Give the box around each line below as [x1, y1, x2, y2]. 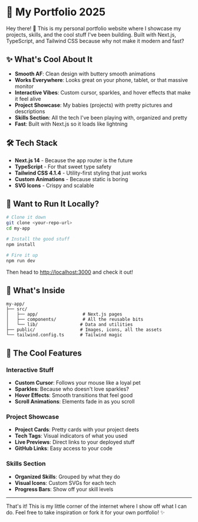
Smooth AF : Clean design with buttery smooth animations [14, 70, 156, 77]
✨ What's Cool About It [6, 54, 93, 64]
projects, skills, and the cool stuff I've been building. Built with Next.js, [6, 31, 177, 38]
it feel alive [14, 95, 41, 102]
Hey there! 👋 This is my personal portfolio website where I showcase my [6, 25, 181, 32]
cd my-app [6, 225, 31, 232]
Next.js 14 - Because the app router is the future [14, 156, 133, 164]
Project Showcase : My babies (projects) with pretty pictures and [14, 101, 173, 109]
